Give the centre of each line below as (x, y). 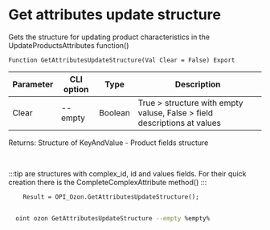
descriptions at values (180, 123)
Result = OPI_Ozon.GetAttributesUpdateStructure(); (111, 197)
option (76, 89)
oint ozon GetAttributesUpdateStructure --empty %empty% (113, 218)
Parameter (33, 84)
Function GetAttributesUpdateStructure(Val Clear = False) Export (122, 60)
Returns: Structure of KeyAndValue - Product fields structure (108, 143)
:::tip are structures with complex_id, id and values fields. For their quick (127, 173)
